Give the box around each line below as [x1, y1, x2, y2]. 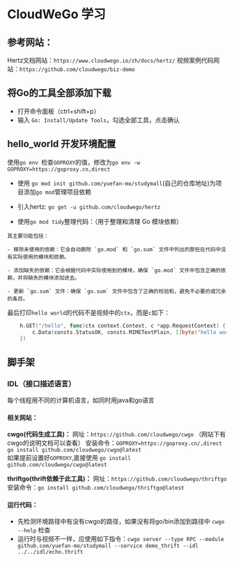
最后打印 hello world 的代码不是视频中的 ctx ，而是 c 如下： [7, 308, 171, 317]
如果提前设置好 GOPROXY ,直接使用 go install [7, 454, 131, 462]
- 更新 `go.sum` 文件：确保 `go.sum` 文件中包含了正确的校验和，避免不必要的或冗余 [7, 287, 226, 295]
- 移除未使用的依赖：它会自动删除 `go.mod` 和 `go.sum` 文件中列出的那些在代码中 [7, 245, 221, 253]
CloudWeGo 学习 [7, 6, 106, 22]
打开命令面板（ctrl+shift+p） [17, 107, 100, 115]
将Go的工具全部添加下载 [7, 87, 111, 99]
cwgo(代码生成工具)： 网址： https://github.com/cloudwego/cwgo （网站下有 [7, 430, 226, 439]
